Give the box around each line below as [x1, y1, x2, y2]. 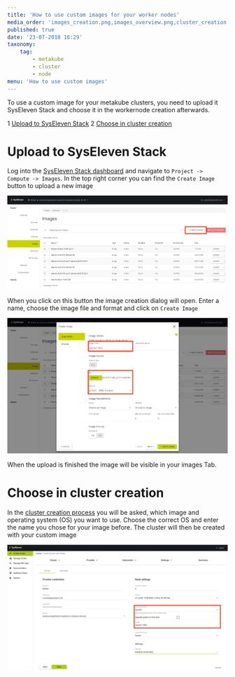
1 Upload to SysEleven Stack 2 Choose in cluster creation [7, 119, 173, 128]
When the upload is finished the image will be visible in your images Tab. [7, 460, 217, 469]
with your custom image [7, 530, 77, 539]
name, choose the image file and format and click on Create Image [7, 304, 198, 312]
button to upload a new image [7, 182, 94, 190]
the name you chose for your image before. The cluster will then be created [7, 523, 225, 532]
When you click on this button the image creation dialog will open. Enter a [7, 297, 220, 305]
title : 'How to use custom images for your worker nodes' [7, 11, 180, 18]
